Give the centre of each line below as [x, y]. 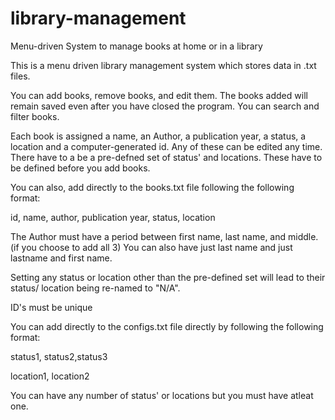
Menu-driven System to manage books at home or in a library [136, 46]
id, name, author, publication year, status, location [113, 217]
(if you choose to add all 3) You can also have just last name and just [151, 247]
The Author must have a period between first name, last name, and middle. [164, 236]
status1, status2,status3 [59, 356]
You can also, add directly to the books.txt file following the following [152, 187]
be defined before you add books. [80, 168]
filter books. [35, 116]
